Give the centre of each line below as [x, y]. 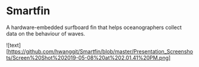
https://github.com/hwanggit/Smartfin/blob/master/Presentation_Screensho [100, 51]
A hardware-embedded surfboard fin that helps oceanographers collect [94, 27]
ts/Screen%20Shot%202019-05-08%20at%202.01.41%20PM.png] [89, 58]
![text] [14, 45]
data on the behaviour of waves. [46, 33]
